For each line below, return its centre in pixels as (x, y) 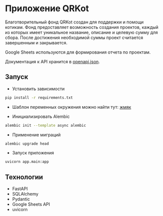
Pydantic (21, 199)
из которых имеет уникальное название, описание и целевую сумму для (81, 32)
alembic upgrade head (27, 144)
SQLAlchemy (25, 194)
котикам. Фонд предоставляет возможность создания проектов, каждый (82, 27)
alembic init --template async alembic (46, 125)
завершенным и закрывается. (36, 42)
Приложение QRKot (47, 9)
